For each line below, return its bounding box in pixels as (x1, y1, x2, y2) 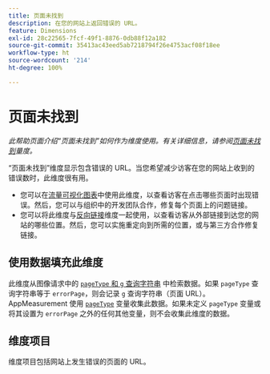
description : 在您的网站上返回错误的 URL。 (8, 19, 142, 27)
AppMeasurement (8, 298, 68, 308)
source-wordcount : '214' (8, 57, 91, 65)
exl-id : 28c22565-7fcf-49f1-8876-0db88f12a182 (8, 34, 167, 42)
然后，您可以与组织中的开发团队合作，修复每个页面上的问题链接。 (34, 199, 252, 209)
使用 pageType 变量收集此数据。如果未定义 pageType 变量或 (69, 298, 262, 308)
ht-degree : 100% (8, 64, 62, 72)
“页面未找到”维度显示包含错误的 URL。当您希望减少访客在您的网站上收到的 (8, 163, 255, 172)
